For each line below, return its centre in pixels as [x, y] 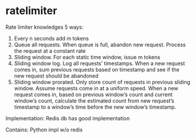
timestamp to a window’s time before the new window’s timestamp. [95, 107]
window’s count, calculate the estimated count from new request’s [94, 100]
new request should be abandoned [56, 76]
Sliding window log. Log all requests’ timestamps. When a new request [99, 63]
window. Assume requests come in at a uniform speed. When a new [96, 88]
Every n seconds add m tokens [51, 38]
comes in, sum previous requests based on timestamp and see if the [97, 69]
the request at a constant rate [50, 50]
